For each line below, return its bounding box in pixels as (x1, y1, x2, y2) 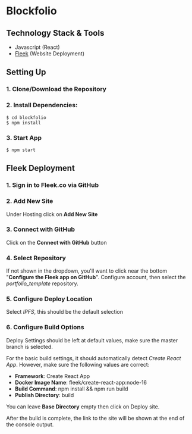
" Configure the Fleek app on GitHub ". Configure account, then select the (6, 274, 186, 281)
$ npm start (6, 147, 36, 153)
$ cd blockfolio (6, 114, 46, 120)
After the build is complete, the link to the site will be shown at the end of (6, 414, 185, 421)
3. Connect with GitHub (6, 225, 75, 233)
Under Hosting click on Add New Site (6, 210, 98, 218)
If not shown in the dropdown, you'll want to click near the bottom (6, 267, 168, 274)
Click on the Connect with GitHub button (6, 239, 107, 246)
